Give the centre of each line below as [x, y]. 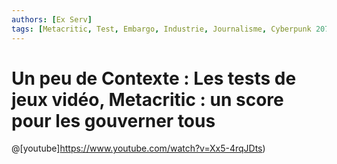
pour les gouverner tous [113, 120]
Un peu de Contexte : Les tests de [154, 78]
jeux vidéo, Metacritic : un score [147, 99]
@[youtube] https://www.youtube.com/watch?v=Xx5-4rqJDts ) [138, 148]
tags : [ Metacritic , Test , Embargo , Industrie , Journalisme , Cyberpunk [161, 29]
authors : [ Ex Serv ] [52, 19]
